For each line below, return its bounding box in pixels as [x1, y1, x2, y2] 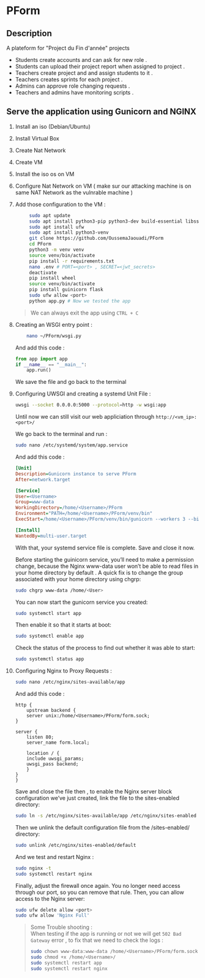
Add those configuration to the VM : [15, 201, 106, 208]
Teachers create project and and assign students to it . [15, 69, 153, 77]
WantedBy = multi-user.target [15, 533, 87, 539]
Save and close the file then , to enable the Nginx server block [15, 788, 173, 795]
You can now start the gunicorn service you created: [15, 598, 148, 606]
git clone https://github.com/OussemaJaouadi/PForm [29, 235, 164, 242]
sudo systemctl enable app [15, 633, 84, 640]
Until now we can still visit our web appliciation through [15, 413, 155, 421]
